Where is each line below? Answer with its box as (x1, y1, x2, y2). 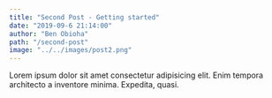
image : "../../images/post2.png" (9, 46, 132, 55)
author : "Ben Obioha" (9, 29, 89, 38)
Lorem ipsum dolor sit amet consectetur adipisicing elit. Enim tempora (9, 70, 263, 80)
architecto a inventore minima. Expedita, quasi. (9, 79, 179, 90)
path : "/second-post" (9, 37, 89, 47)
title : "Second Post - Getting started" (9, 12, 161, 22)
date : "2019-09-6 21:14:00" (9, 21, 113, 30)
